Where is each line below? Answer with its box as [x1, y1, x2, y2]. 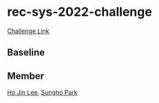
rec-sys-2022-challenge [7, 4, 153, 20]
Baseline [7, 47, 45, 58]
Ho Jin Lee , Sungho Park [7, 89, 78, 97]
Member [7, 70, 45, 82]
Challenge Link [7, 27, 50, 35]
